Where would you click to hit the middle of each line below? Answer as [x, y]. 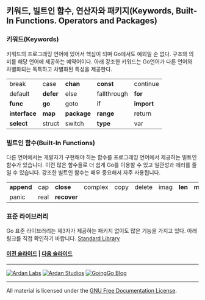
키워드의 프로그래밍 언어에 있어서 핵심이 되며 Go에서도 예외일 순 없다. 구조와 [97, 54]
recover [66, 197]
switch [74, 123]
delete [144, 187]
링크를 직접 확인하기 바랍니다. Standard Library [63, 238]
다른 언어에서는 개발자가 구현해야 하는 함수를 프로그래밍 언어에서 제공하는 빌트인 [102, 157]
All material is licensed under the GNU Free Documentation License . [92, 291]
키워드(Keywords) [33, 40]
